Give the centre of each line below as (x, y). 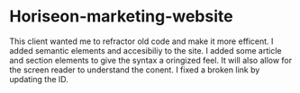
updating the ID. (39, 79)
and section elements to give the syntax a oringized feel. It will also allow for (151, 60)
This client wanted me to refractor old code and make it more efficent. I (141, 41)
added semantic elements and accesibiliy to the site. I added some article (145, 50)
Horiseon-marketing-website (121, 17)
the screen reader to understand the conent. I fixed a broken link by (135, 70)
